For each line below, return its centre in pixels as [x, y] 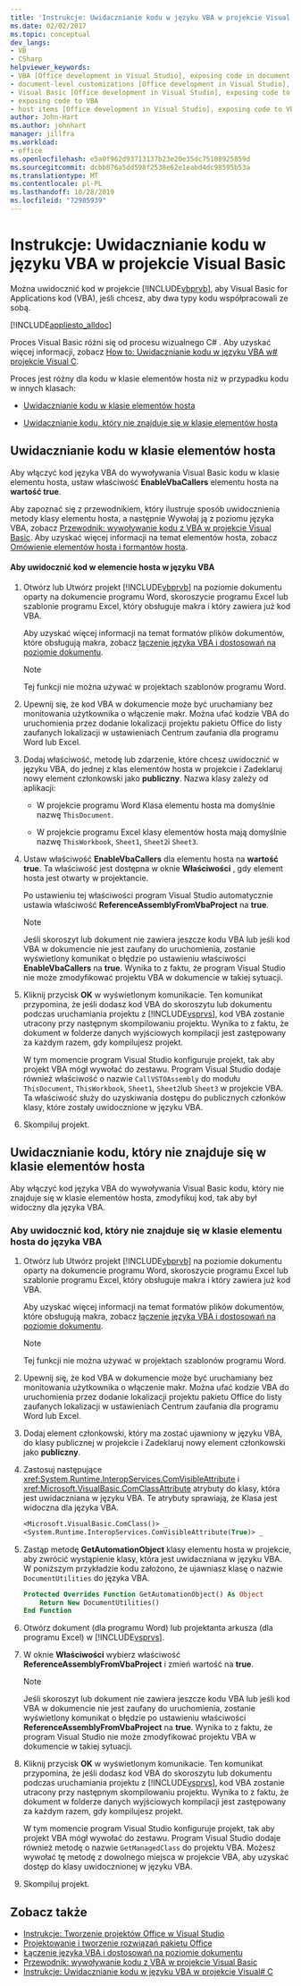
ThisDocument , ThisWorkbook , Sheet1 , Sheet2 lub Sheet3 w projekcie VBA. [153, 1088]
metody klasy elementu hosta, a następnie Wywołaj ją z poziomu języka [142, 518]
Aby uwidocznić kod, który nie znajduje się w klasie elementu [146, 1230]
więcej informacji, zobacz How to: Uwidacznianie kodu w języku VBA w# [144, 352]
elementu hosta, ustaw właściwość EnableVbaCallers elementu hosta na [145, 482]
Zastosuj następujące [63, 1469]
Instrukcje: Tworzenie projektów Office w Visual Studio [124, 1934]
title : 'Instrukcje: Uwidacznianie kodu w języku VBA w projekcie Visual [150, 17]
